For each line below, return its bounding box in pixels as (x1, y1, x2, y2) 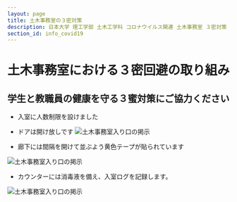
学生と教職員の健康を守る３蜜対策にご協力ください (7, 92, 230, 104)
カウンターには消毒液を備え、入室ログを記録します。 (17, 172, 172, 181)
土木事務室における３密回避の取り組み (7, 63, 231, 78)
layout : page (7, 10, 46, 18)
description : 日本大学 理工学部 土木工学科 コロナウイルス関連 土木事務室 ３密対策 (7, 23, 227, 30)
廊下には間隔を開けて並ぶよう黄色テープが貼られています (17, 142, 185, 151)
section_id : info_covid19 (7, 30, 83, 37)
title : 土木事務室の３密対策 (7, 17, 83, 24)
